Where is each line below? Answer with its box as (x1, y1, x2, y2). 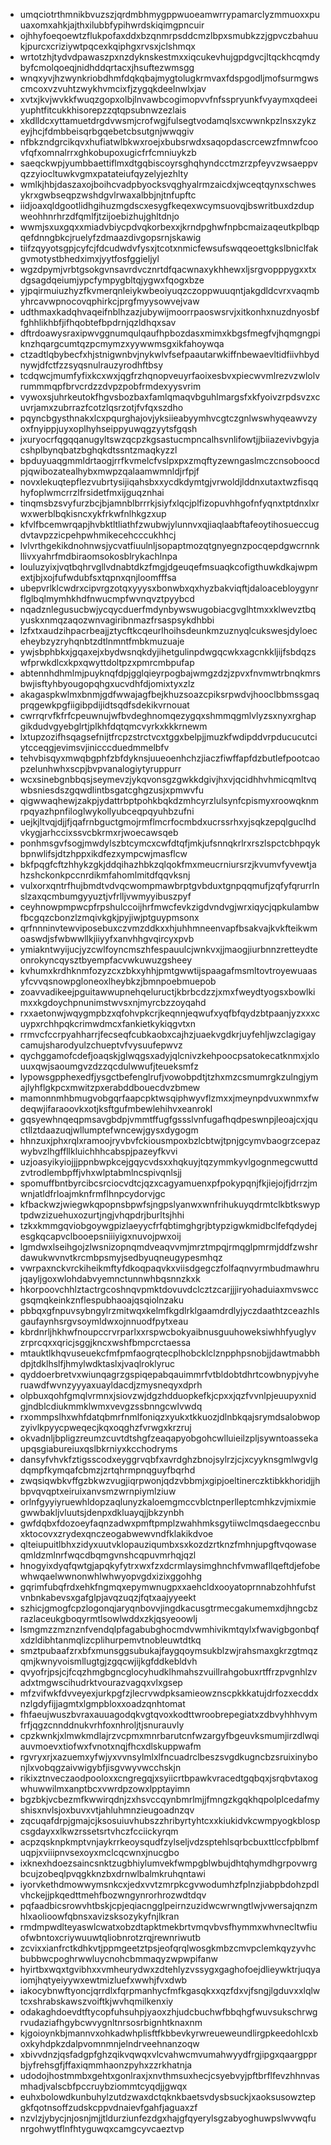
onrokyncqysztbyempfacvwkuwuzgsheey (19, 954, 193, 966)
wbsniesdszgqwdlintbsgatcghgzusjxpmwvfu (19, 784, 205, 796)
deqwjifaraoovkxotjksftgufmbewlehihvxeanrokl (19, 1103, 213, 1114)
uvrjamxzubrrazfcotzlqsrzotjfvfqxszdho (19, 402, 184, 413)
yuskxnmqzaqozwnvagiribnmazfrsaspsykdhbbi (19, 614, 215, 626)
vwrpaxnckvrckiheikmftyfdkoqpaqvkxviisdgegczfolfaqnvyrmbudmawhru (19, 1262, 320, 1274)
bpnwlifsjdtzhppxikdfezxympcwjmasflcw (19, 848, 188, 859)
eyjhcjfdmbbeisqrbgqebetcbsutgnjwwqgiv (19, 125, 195, 137)
